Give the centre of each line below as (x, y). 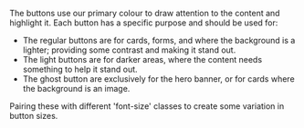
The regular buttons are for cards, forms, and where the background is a (159, 40)
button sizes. (34, 116)
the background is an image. (76, 89)
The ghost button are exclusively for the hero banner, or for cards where (158, 79)
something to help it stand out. (80, 69)
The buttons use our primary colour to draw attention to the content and (145, 13)
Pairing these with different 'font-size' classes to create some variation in (147, 106)
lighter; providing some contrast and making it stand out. (129, 50)
